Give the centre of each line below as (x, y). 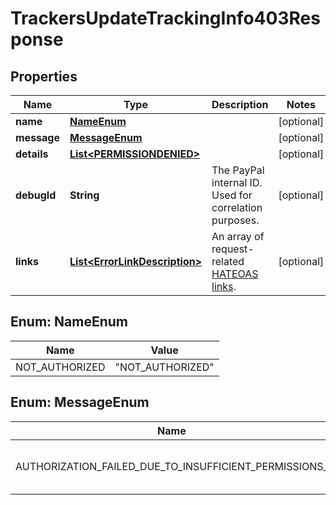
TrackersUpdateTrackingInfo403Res (165, 18)
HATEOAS (235, 274)
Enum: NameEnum (69, 322)
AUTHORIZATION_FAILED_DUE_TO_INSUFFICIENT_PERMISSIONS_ (171, 466)
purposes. (235, 220)
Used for (232, 195)
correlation (237, 207)
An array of (238, 236)
